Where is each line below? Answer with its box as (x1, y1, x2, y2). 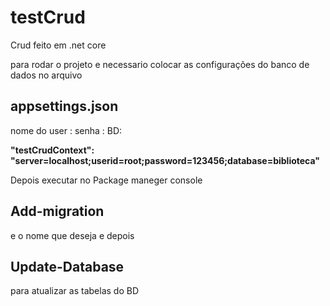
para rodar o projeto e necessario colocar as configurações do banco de (10, 58, 310, 70)
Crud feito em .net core (10, 39, 107, 51)
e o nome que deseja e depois (10, 229, 135, 241)
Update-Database (10, 258, 125, 275)
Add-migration (10, 203, 105, 220)
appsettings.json (10, 98, 119, 115)
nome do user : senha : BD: (10, 124, 123, 136)
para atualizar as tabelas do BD (10, 285, 139, 297)
